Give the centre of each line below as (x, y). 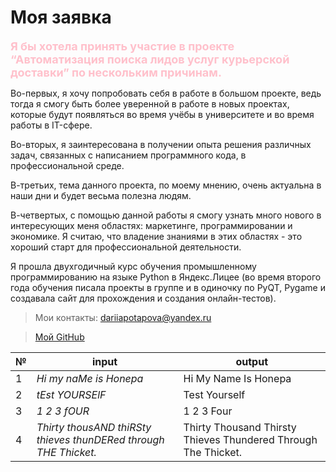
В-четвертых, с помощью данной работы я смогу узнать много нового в (166, 215)
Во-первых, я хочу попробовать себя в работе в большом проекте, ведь (166, 93)
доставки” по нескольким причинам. (116, 72)
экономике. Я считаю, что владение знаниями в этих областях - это (156, 236)
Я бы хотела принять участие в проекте (122, 46)
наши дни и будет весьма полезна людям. (101, 195)
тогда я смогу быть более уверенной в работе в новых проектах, (150, 103)
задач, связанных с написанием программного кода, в (128, 155)
